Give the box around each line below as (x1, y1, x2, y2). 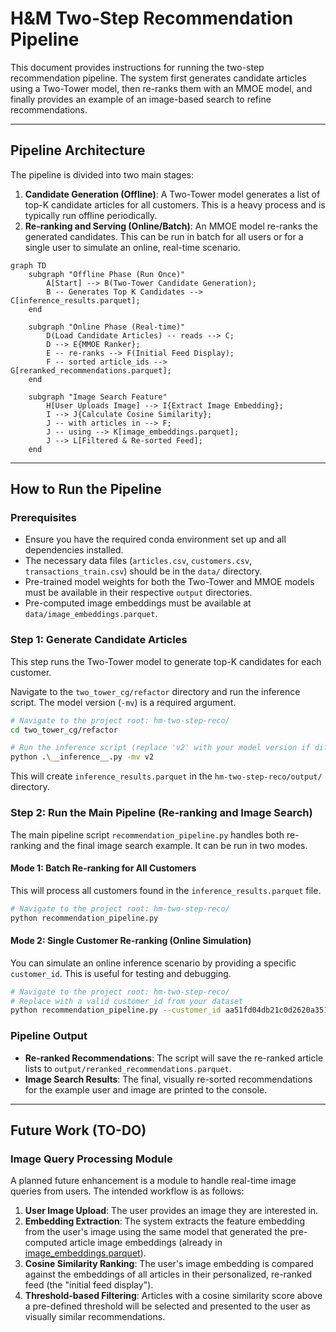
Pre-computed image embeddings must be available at (24, 597, 252, 609)
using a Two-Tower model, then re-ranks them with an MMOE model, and (10, 82, 313, 94)
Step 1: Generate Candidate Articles (10, 633, 188, 647)
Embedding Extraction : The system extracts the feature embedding (24, 1215, 306, 1227)
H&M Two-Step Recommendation (10, 7, 294, 30)
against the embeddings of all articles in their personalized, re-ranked (24, 1268, 313, 1281)
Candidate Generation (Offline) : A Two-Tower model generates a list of (24, 188, 321, 200)
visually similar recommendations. (24, 1311, 166, 1323)
